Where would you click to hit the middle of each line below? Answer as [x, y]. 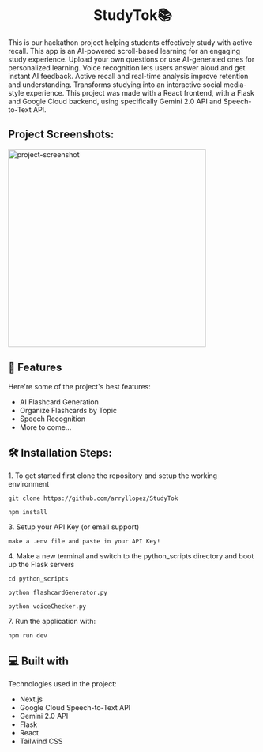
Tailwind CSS [41, 741]
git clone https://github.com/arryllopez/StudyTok [93, 498]
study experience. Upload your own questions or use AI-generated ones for [131, 59]
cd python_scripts [38, 579]
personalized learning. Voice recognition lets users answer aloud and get [127, 67]
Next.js [31, 699]
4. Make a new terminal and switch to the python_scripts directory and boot [131, 556]
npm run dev [28, 636]
